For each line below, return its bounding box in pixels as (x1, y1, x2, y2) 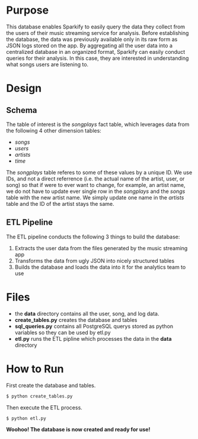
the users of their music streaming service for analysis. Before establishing (6, 29, 189, 36)
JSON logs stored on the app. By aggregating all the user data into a (6, 42, 173, 49)
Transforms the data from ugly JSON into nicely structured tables (14, 257, 175, 264)
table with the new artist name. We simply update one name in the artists (6, 193, 184, 201)
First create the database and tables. (6, 382, 96, 389)
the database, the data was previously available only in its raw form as (6, 35, 178, 43)
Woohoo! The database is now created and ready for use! (6, 426, 151, 433)
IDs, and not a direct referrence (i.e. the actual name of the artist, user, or (6, 175, 185, 182)
